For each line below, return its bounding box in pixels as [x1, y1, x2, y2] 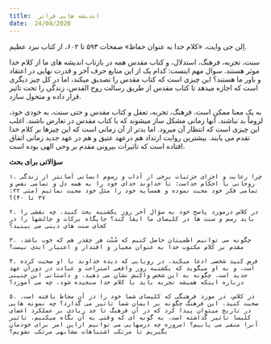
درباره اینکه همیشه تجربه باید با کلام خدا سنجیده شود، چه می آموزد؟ [9, 278, 244, 286]
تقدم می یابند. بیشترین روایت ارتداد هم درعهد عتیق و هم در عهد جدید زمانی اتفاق [9, 132, 251, 142]
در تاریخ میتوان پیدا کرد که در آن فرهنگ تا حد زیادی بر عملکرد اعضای [9, 306, 252, 314]
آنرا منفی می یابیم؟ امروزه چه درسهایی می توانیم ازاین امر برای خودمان [9, 320, 259, 329]
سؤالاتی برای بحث [9, 156, 64, 166]
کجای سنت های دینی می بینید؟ [9, 222, 107, 230]
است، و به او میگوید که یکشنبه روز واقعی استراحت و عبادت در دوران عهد [9, 263, 255, 272]
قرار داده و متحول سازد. [9, 91, 81, 101]
